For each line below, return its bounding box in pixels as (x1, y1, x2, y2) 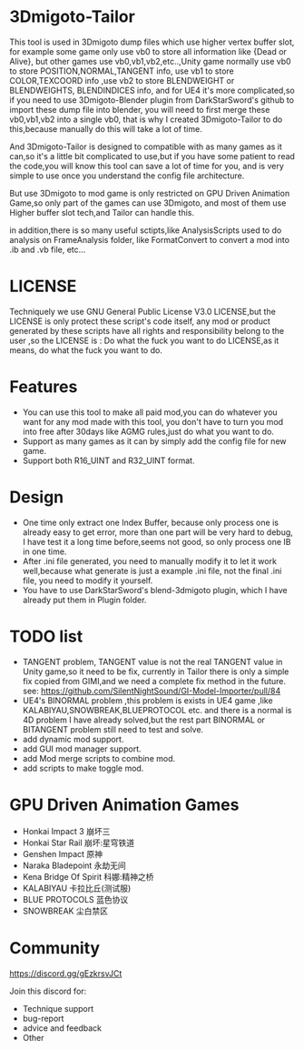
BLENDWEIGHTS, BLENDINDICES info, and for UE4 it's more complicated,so (9, 85, 295, 96)
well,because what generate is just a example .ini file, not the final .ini (22, 565, 282, 576)
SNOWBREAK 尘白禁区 (22, 905, 109, 916)
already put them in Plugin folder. (22, 594, 147, 605)
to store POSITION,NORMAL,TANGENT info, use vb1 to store (9, 66, 234, 76)
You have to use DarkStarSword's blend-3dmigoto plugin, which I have (22, 584, 288, 595)
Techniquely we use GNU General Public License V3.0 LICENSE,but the (9, 306, 277, 317)
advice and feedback (22, 1022, 103, 1034)
